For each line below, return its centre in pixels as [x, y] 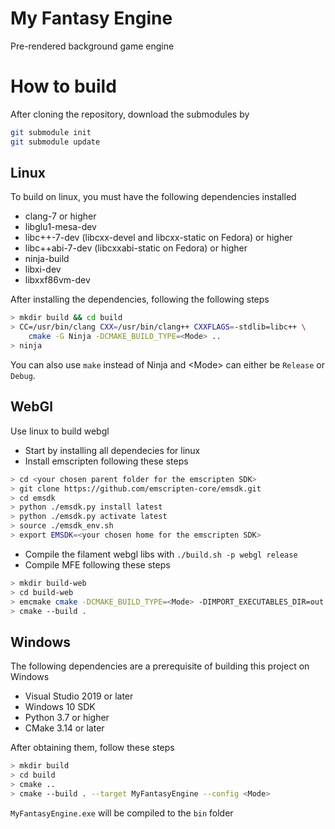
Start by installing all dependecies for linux [112, 450]
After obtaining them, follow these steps [92, 748]
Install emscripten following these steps [106, 461]
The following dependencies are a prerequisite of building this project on [160, 666]
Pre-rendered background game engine [92, 46]
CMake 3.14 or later [64, 728]
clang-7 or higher [60, 216]
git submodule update [55, 142]
